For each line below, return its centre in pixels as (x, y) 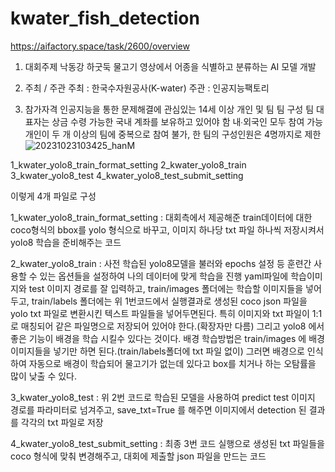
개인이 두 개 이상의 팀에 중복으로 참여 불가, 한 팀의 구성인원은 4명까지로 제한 (173, 134)
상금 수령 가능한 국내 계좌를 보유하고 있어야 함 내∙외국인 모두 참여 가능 (187, 121)
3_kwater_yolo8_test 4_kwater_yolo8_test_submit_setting (127, 175)
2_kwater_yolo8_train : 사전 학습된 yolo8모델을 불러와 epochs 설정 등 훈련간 (161, 263)
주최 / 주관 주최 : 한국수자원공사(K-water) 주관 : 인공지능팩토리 (147, 88)
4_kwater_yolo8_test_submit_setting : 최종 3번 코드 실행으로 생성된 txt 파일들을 (167, 443)
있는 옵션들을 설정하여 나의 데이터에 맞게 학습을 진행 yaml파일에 (164, 276)
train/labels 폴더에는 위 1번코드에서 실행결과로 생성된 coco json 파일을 (169, 301)
